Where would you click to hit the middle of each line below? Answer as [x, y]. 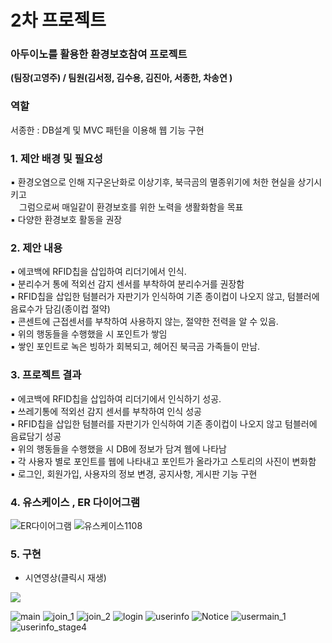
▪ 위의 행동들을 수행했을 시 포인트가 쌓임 [89, 334]
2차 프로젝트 [58, 20]
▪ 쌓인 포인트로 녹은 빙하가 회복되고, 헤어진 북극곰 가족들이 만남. [135, 347]
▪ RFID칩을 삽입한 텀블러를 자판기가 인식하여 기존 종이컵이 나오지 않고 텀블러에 [164, 423]
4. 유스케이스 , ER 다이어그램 [75, 502]
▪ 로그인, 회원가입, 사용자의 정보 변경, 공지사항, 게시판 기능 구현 [134, 473]
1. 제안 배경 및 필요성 [56, 158]
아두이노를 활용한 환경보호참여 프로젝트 [99, 54]
